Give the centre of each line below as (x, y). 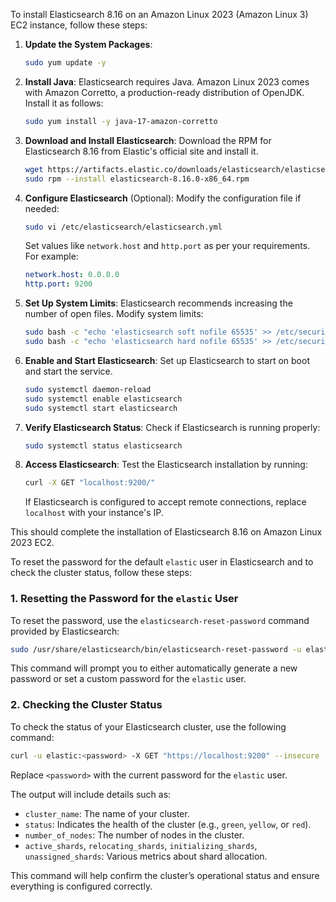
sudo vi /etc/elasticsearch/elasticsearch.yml (123, 227)
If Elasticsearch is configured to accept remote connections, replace (165, 502)
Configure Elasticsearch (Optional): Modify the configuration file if (163, 198)
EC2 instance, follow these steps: (79, 25)
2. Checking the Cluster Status (86, 705)
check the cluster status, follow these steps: (101, 573)
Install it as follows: (64, 103)
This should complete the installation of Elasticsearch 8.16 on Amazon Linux (166, 532)
